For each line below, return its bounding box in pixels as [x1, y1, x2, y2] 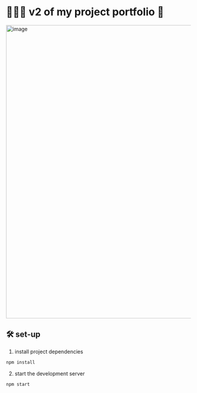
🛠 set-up [6, 330, 41, 340]
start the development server [14, 370, 85, 377]
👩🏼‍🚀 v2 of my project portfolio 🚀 [6, 5, 164, 19]
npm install [6, 359, 35, 365]
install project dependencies [14, 348, 83, 355]
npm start [6, 381, 30, 387]
